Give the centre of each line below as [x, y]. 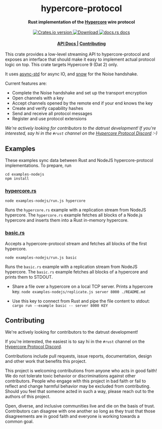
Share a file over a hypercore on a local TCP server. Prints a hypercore [82, 286]
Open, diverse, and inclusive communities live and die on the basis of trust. [80, 406]
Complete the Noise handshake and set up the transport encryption [79, 93]
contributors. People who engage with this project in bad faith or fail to [76, 381]
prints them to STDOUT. [29, 277]
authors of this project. [28, 396]
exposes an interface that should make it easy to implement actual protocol [80, 59]
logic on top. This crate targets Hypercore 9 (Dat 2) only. [62, 65]
